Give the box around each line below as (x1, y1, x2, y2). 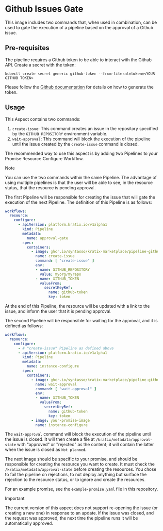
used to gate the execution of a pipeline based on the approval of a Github (5, 24, 154, 30)
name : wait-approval (35, 382, 77, 387)
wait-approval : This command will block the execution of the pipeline (12, 136, 151, 142)
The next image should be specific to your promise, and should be (5, 456, 138, 462)
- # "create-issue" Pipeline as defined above (17, 346, 114, 350)
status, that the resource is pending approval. (5, 184, 96, 190)
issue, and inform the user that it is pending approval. (5, 308, 112, 314)
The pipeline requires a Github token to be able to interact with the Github (5, 57, 152, 63)
